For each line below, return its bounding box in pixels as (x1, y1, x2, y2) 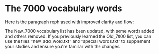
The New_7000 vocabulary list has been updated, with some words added (5, 28, 155, 34)
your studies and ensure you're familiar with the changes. (5, 43, 121, 49)
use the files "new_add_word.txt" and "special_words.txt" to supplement (5, 38, 150, 44)
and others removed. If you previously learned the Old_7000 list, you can (5, 33, 152, 39)
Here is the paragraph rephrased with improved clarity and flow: (5, 19, 134, 25)
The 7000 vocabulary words (5, 3, 122, 14)
